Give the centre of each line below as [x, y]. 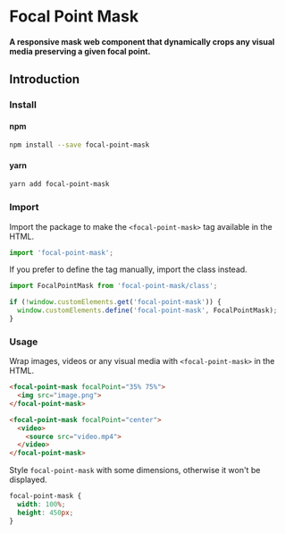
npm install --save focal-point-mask [80, 145]
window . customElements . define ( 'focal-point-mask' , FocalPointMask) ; [147, 310]
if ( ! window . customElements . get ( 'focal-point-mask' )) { [115, 302]
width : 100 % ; [42, 504]
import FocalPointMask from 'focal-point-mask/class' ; [113, 286]
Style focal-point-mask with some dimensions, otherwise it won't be [135, 470]
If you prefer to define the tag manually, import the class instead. [128, 269]
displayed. [28, 479]
